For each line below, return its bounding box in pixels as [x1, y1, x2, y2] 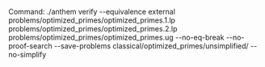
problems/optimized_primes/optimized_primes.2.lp [8, 24, 178, 33]
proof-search [8, 41, 53, 51]
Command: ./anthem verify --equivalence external [8, 7, 176, 16]
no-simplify [8, 50, 47, 59]
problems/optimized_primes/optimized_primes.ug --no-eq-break [8, 32, 225, 42]
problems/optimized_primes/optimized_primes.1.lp [8, 15, 176, 25]
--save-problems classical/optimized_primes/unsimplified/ [53, 41, 249, 51]
